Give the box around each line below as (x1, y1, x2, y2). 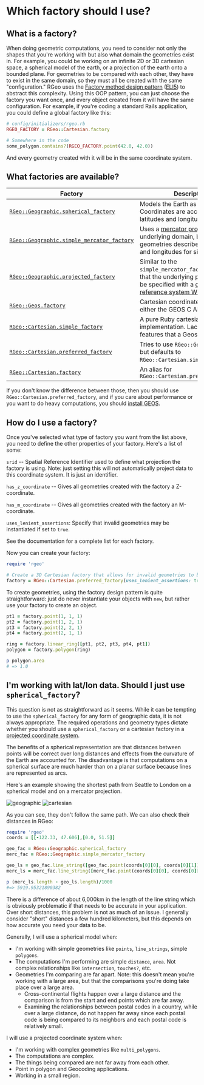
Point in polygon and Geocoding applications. (15, 1065, 129, 1072)
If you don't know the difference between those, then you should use (6, 387, 179, 394)
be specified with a (139, 281, 194, 289)
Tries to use (139, 340, 174, 349)
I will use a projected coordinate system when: (6, 1034, 123, 1041)
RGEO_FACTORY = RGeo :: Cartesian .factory (6, 126, 110, 132)
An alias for (139, 366, 172, 374)
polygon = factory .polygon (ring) (6, 647, 91, 653)
